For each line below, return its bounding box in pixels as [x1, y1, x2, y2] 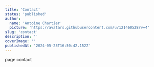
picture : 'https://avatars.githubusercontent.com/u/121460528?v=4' [9, 25, 150, 30]
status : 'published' [5, 12, 47, 17]
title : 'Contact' [5, 7, 41, 12]
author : [5, 16, 21, 21]
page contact [5, 56, 32, 62]
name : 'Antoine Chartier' [9, 20, 63, 26]
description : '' [5, 34, 38, 39]
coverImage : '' [5, 39, 36, 44]
